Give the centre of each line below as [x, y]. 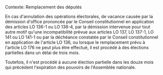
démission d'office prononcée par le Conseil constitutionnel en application [80, 22]
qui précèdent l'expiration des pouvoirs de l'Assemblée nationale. [71, 67]
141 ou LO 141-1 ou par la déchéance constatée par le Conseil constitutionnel [82, 37]
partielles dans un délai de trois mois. [43, 53]
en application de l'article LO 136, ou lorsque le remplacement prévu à [75, 42]
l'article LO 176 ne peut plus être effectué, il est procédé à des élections [77, 47]
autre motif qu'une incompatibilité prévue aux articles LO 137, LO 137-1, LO [80, 32]
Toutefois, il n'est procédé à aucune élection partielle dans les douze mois [80, 62]
